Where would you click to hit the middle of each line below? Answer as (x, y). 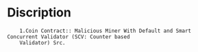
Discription (39, 13)
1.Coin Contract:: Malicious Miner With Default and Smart (106, 31)
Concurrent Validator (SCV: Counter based (69, 37)
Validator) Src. (43, 42)
